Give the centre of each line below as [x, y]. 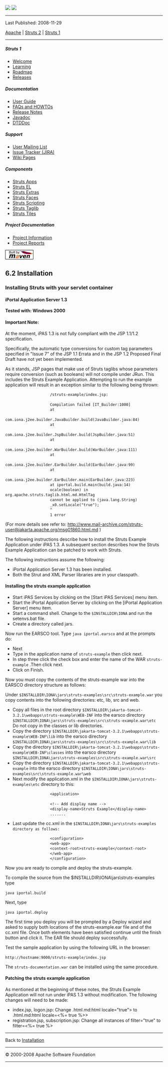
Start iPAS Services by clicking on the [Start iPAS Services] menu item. [85, 597]
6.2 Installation [29, 273]
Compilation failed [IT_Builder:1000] [90, 404]
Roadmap [22, 72]
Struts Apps [24, 181]
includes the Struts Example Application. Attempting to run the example [79, 379]
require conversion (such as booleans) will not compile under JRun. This [80, 374]
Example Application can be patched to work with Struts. [64, 550]
